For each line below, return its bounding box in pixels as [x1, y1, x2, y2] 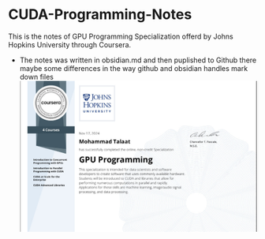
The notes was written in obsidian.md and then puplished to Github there [19, 55, 257, 65]
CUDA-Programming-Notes [8, 6, 192, 24]
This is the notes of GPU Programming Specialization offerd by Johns [8, 32, 234, 41]
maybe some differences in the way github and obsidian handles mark [19, 63, 248, 73]
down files [19, 72, 54, 81]
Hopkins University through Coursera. [8, 39, 132, 49]
